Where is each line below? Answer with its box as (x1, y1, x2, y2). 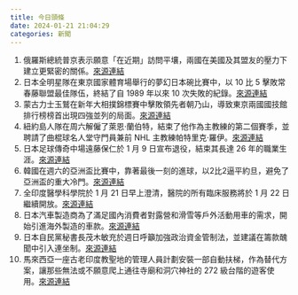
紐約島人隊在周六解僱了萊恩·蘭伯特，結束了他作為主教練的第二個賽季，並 (22, 121, 290, 132)
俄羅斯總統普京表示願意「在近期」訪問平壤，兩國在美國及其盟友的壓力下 (22, 55, 287, 66)
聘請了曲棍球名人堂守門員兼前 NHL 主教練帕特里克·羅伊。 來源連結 (22, 132, 264, 143)
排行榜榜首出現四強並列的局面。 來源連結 (22, 110, 171, 120)
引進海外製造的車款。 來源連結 (30, 221, 140, 231)
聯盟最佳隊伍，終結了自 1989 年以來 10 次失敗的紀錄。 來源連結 (38, 88, 268, 98)
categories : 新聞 (10, 29, 72, 38)
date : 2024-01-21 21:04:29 (10, 21, 110, 30)
